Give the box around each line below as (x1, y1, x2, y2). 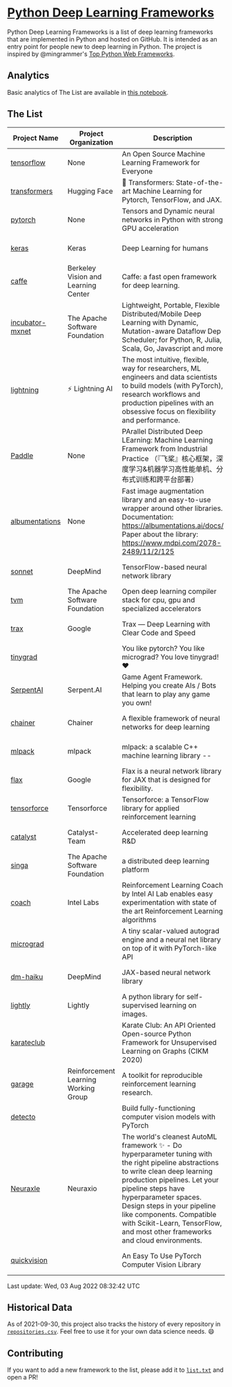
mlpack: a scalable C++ (122, 742, 198, 752)
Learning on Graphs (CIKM (122, 1046, 209, 1056)
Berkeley (67, 263, 97, 272)
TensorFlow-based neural (122, 562, 207, 572)
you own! (122, 698, 152, 707)
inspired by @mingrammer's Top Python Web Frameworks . (7, 50, 175, 58)
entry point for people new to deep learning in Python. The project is (7, 42, 202, 50)
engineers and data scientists (122, 372, 217, 382)
